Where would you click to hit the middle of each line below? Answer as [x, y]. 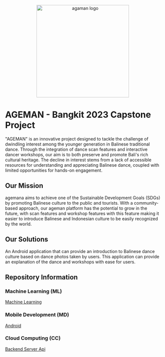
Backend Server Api [25, 349]
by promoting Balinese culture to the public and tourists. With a [69, 203]
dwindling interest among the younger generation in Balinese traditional [78, 144]
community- [146, 203]
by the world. [18, 224]
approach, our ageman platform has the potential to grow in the [83, 208]
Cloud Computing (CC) [33, 338]
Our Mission [24, 186]
